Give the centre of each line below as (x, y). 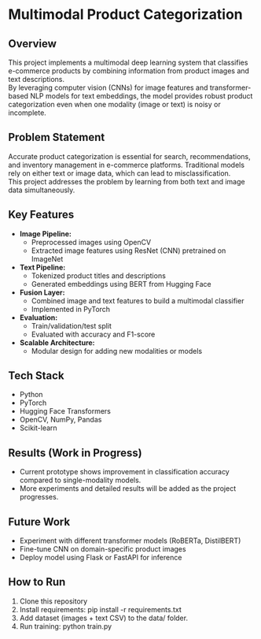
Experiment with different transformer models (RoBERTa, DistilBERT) (130, 541)
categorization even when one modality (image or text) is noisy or (115, 104)
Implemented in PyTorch (71, 309)
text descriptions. (37, 79)
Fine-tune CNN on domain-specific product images (103, 549)
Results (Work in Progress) (75, 453)
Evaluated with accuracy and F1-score (93, 334)
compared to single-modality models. (80, 480)
